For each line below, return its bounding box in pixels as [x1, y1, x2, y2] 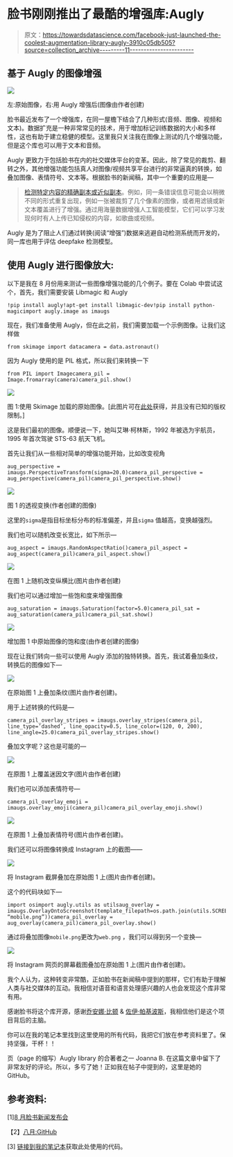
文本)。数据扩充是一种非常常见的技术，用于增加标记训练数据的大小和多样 [7, 123, 216, 132]
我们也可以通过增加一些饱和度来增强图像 [7, 591, 123, 600]
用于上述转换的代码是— [7, 703, 74, 711]
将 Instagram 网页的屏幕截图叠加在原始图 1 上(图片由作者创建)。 [7, 960, 189, 968]
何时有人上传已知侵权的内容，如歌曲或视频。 [30, 214, 158, 222]
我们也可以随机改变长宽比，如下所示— [7, 530, 116, 539]
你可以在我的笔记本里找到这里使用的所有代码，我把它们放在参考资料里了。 [7, 1030, 220, 1038]
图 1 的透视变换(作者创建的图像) [7, 501, 97, 510]
